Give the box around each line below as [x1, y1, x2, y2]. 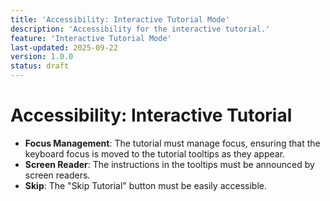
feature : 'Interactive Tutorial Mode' [10, 33, 172, 43]
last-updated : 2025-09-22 [10, 42, 118, 53]
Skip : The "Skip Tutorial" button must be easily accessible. [24, 179, 267, 191]
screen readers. [24, 169, 91, 181]
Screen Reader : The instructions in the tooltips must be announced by [24, 158, 315, 170]
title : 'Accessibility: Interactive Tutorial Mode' [10, 14, 230, 25]
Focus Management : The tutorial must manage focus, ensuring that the [24, 137, 321, 149]
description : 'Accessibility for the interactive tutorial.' [10, 24, 271, 34]
